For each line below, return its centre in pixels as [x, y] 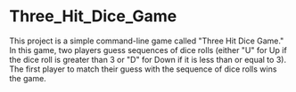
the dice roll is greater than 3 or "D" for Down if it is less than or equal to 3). [148, 59]
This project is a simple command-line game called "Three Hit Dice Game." [147, 41]
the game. [28, 78]
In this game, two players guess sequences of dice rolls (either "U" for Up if [148, 50]
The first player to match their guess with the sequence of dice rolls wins [143, 69]
